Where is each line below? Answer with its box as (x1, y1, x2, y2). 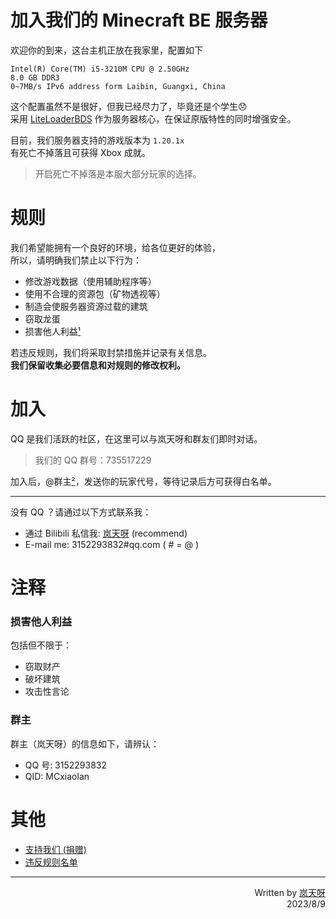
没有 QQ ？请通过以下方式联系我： (10, 506, 152, 518)
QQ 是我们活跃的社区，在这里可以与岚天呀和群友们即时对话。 (10, 432, 263, 445)
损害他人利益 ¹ (24, 325, 82, 337)
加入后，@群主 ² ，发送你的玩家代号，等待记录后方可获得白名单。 (10, 475, 277, 487)
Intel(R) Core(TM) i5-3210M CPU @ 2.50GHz (10, 64, 190, 74)
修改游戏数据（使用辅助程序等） (24, 275, 157, 287)
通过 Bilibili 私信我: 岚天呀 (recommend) (24, 527, 188, 539)
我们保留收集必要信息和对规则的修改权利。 (10, 359, 186, 371)
